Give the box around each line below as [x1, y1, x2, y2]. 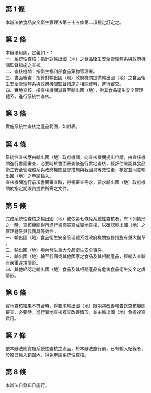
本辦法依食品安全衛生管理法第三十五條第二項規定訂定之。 [5, 19, 124, 25]
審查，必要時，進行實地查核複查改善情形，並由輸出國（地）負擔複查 [5, 309, 146, 315]
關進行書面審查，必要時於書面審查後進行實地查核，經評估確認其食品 [5, 160, 146, 167]
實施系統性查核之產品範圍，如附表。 [5, 123, 80, 129]
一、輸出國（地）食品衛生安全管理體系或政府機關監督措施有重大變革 [5, 235, 146, 241]
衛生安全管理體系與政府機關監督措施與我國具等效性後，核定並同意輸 [5, 167, 146, 173]
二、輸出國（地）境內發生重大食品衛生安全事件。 [5, 247, 106, 253]
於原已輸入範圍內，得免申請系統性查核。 [5, 352, 89, 358]
